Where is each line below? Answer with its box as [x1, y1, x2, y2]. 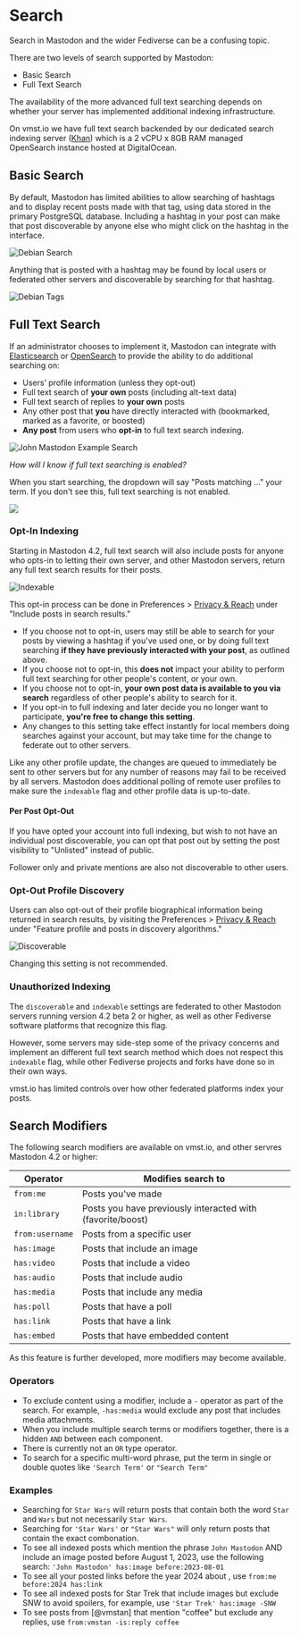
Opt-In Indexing [9, 524, 79, 537]
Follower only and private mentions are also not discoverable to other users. [9, 862, 288, 873]
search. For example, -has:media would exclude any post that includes [21, 1405, 281, 1415]
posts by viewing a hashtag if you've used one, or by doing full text [21, 635, 270, 646]
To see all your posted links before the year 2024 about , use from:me [21, 1571, 277, 1581]
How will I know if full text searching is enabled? [9, 459, 187, 470]
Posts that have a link [81, 1315, 171, 1328]
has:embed [13, 1330, 55, 1341]
